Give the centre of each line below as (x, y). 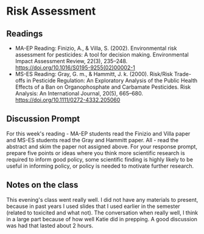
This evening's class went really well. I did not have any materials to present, (102, 199)
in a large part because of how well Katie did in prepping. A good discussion (102, 219)
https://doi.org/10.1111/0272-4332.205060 (68, 100)
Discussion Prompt (43, 119)
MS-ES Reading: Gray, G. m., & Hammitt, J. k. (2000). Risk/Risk (94, 74)
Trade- (183, 74)
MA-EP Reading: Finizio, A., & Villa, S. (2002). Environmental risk (96, 48)
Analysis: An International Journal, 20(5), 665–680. (79, 93)
